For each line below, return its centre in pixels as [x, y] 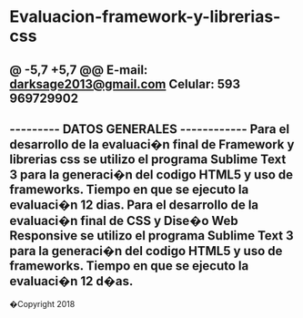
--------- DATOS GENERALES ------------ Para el [149, 129]
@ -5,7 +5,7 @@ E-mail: [79, 70]
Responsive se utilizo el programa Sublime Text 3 [151, 236]
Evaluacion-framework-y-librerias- [145, 17]
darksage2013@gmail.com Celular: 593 [125, 84]
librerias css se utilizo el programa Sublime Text [148, 159]
